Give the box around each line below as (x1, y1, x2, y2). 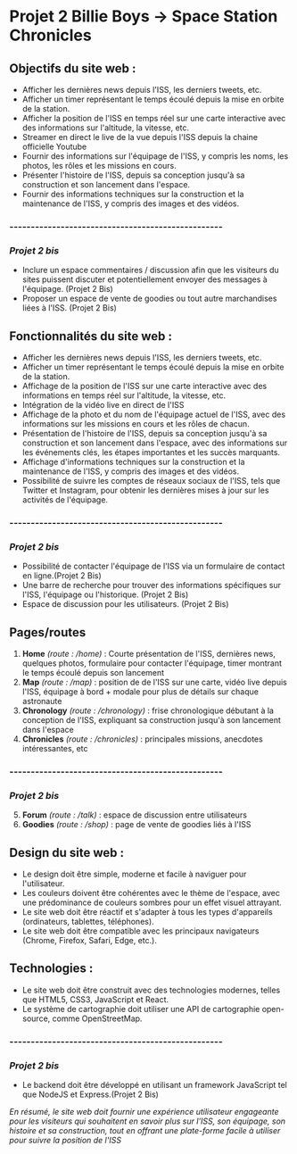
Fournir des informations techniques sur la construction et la (21, 189, 244, 199)
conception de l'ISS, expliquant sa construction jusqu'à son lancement (21, 715, 281, 726)
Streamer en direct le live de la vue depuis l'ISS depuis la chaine (21, 132, 259, 142)
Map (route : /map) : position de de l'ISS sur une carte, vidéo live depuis (21, 677, 287, 688)
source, (21, 1013, 51, 1024)
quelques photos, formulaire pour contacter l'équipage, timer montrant (21, 658, 283, 668)
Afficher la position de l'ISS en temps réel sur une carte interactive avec (21, 113, 286, 123)
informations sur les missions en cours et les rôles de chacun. (21, 419, 250, 429)
